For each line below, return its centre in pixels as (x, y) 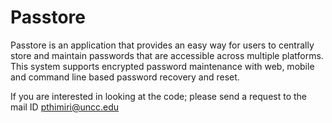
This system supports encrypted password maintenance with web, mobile (162, 66)
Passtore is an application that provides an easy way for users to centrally (162, 45)
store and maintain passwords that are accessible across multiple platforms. (167, 55)
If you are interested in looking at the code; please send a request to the (158, 96)
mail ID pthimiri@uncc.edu (65, 107)
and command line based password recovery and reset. (125, 77)
